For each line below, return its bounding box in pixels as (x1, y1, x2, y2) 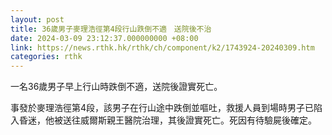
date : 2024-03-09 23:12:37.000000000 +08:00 (10, 33, 199, 43)
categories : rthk (10, 52, 83, 62)
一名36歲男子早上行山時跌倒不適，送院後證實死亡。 (10, 81, 223, 93)
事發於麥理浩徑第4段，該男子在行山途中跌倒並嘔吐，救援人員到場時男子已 (10, 102, 315, 114)
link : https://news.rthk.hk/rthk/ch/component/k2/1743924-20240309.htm (10, 42, 315, 53)
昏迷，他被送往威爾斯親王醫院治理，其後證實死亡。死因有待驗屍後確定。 (18, 114, 317, 126)
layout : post (10, 14, 65, 25)
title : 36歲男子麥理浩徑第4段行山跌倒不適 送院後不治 (10, 24, 212, 34)
